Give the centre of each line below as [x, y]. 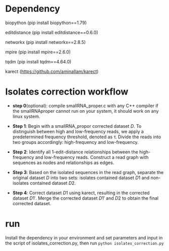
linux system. [26, 116]
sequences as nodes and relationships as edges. [63, 162]
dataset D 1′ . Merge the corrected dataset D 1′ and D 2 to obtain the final [86, 198]
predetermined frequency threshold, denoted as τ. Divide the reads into [87, 137]
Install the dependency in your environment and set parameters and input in [84, 237]
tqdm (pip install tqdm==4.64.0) [38, 61]
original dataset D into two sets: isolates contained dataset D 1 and [81, 178]
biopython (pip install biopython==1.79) [46, 23]
